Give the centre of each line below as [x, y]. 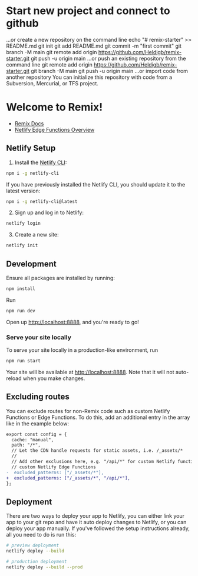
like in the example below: [38, 423]
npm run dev [21, 311]
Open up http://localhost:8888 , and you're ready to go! [73, 322]
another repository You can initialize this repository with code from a [89, 77]
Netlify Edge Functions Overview [55, 129]
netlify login [24, 224]
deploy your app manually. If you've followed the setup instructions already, [98, 528]
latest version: [23, 191]
